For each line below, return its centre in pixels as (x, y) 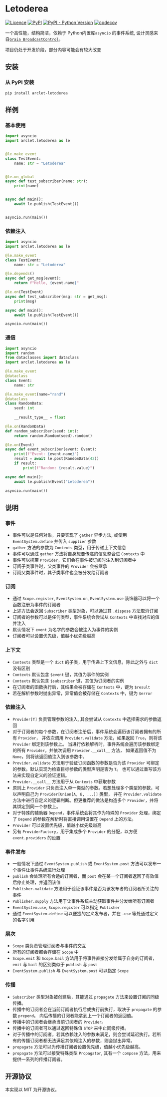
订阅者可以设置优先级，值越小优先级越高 (54, 636)
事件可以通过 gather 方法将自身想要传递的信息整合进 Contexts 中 (79, 553)
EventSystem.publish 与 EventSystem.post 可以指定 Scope (70, 971)
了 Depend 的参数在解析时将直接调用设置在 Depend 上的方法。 (74, 819)
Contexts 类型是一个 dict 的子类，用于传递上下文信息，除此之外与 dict (85, 662)
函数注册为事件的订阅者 (36, 605)
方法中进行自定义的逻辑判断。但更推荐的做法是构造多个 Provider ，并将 (85, 800)
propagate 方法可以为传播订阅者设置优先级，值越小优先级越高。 (78, 1047)
